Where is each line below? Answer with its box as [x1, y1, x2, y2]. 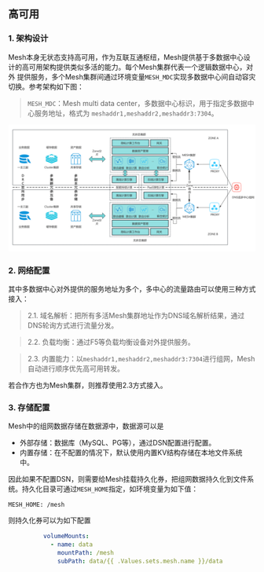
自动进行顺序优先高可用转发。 [27, 364, 124, 373]
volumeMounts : [42, 533, 90, 541]
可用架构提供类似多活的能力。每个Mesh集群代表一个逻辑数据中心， [28, 62, 247, 71]
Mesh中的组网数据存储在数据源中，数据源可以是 [8, 421, 164, 431]
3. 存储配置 [8, 401, 50, 412]
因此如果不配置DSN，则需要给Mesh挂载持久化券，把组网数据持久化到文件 [8, 475, 247, 484]
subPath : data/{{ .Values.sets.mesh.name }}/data [57, 557, 223, 565]
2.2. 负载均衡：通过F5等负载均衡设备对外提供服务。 [27, 337, 195, 346]
